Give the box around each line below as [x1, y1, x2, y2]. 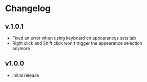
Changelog [5, 3, 51, 14]
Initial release [12, 72, 39, 78]
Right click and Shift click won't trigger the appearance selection [12, 40, 143, 46]
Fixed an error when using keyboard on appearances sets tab [12, 35, 136, 41]
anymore [12, 46, 30, 51]
